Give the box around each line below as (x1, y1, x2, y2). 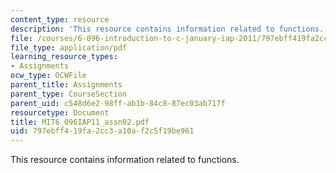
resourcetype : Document (10, 107, 110, 118)
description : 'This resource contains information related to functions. (10, 24, 325, 34)
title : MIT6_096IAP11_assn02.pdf (10, 117, 150, 127)
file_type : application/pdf (10, 42, 128, 53)
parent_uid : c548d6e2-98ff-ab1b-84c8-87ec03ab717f (10, 98, 226, 108)
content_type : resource (10, 14, 110, 25)
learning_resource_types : (10, 52, 118, 62)
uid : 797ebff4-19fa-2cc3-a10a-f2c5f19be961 (10, 126, 195, 136)
